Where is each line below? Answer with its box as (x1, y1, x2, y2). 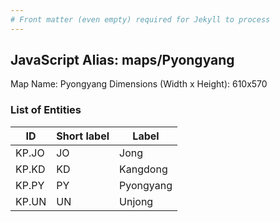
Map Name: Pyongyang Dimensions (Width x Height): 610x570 (10, 78, 268, 90)
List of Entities (10, 103, 82, 117)
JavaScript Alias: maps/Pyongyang (10, 52, 235, 69)
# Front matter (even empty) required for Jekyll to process (10, 14, 271, 25)
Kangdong (119, 162, 168, 176)
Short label (56, 129, 110, 143)
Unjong (119, 194, 154, 208)
